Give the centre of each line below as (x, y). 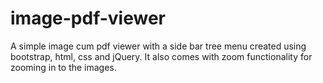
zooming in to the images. (63, 67)
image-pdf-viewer (88, 18)
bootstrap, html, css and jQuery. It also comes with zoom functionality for (161, 56)
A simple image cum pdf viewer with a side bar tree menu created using (158, 46)
